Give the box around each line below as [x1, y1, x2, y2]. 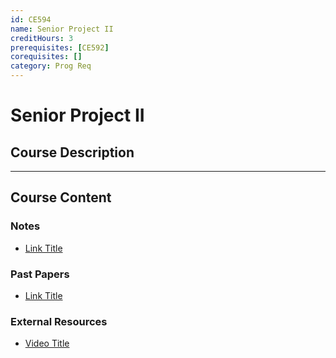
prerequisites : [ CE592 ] [10, 42, 110, 53]
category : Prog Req [10, 61, 92, 71]
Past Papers [10, 267, 70, 281]
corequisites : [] [10, 52, 83, 62]
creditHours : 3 [10, 33, 74, 43]
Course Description [10, 144, 135, 161]
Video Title [24, 337, 70, 350]
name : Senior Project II [10, 24, 114, 34]
